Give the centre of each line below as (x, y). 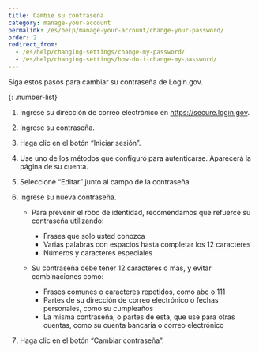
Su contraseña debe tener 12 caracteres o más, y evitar (121, 268)
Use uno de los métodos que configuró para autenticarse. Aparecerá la (135, 158)
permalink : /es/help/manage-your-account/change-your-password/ (116, 30)
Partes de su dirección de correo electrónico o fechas (131, 299)
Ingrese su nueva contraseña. (68, 197)
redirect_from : (33, 45)
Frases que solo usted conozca (94, 236)
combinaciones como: (68, 276)
